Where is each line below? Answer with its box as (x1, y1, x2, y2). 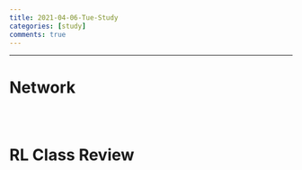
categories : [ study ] (9, 22, 87, 31)
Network (9, 77, 76, 97)
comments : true (9, 30, 67, 39)
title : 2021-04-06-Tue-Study (9, 13, 119, 22)
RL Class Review (9, 145, 135, 166)
